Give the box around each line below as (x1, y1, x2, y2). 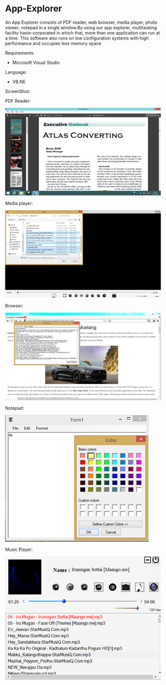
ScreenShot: (5, 88, 31, 94)
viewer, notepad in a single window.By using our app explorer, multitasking (5, 24, 157, 30)
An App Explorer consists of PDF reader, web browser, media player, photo (5, 19, 158, 25)
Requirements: (5, 50, 35, 56)
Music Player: (5, 546, 33, 552)
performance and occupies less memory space (5, 40, 101, 46)
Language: (5, 69, 27, 75)
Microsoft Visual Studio (12, 59, 60, 65)
